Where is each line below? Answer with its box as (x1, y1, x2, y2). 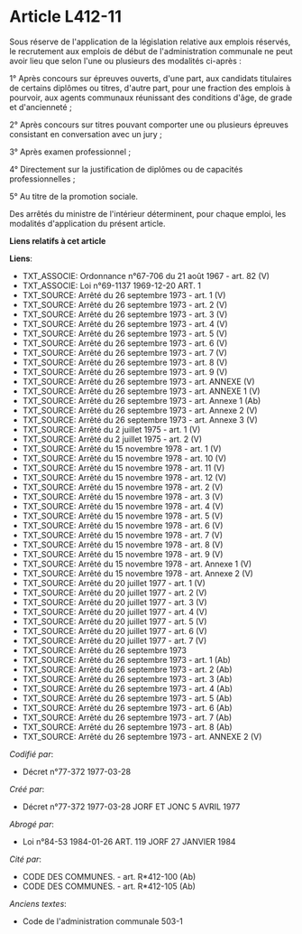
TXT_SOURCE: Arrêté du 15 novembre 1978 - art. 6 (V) (22, 519, 224, 530)
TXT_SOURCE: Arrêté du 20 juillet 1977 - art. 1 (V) (22, 577, 206, 588)
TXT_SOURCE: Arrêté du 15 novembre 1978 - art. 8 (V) (22, 539, 224, 550)
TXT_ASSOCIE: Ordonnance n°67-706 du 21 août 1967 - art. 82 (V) (22, 270, 270, 281)
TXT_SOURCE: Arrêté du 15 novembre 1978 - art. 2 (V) (22, 481, 224, 492)
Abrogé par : (9, 818, 54, 829)
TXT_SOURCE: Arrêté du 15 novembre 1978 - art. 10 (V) (22, 453, 227, 463)
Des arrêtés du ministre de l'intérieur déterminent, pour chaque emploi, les (9, 208, 287, 219)
